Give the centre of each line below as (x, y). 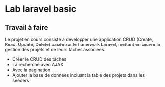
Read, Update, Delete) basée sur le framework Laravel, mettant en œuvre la (82, 44)
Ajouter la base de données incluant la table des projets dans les (79, 75)
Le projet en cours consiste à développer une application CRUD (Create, (79, 39)
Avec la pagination (31, 70)
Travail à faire (27, 27)
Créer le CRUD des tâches (39, 59)
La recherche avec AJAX (38, 65)
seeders (21, 80)
